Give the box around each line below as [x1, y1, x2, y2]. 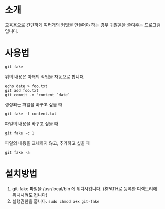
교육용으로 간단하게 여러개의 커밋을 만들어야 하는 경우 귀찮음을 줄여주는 [5, 22, 143, 28]
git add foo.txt [5, 88, 39, 93]
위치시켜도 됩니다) [12, 192, 48, 198]
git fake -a [5, 150, 30, 155]
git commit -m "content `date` [5, 92, 70, 97]
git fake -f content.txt [5, 111, 57, 116]
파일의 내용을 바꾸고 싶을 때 [5, 120, 59, 127]
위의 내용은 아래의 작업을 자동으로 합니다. [5, 73, 85, 80]
